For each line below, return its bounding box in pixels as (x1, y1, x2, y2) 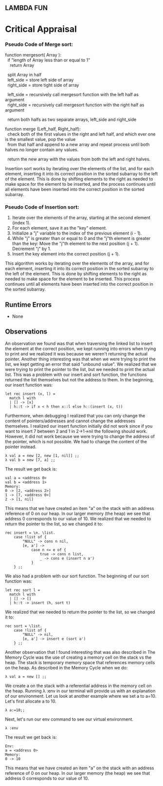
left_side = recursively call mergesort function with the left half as (7, 91, 139, 97)
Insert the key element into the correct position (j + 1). (12, 251, 120, 257)
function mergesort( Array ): (5, 52, 62, 58)
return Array (9, 62, 35, 68)
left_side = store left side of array (7, 77, 74, 82)
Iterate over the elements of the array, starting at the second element (12, 215, 151, 221)
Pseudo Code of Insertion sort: (5, 203, 79, 210)
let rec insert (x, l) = (5, 391, 55, 396)
